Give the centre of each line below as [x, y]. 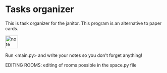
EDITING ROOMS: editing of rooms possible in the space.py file [71, 65]
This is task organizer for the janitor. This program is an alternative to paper [83, 23]
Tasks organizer [40, 9]
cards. [12, 28]
